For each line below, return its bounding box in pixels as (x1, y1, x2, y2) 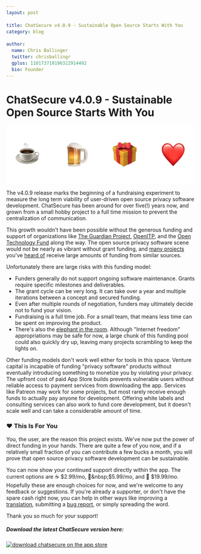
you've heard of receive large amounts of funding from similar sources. (6, 251, 182, 258)
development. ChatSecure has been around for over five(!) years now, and (6, 202, 190, 209)
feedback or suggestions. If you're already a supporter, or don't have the (6, 488, 185, 495)
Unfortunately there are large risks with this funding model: (6, 263, 152, 270)
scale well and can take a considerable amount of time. (6, 407, 142, 414)
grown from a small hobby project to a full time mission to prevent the (6, 208, 178, 215)
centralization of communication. (6, 214, 88, 221)
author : (6, 41, 26, 47)
